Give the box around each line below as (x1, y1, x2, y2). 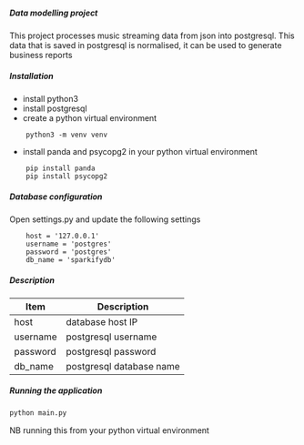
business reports (9, 49, 73, 60)
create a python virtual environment (22, 112, 157, 123)
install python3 (22, 93, 79, 104)
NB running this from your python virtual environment (9, 424, 209, 436)
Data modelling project (9, 7, 98, 18)
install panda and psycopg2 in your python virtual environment (22, 146, 258, 157)
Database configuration (9, 191, 103, 202)
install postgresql (22, 103, 88, 114)
